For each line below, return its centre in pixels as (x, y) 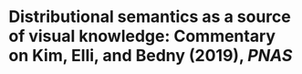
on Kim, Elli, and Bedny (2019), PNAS (151, 56)
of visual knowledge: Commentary (142, 36)
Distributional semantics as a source (150, 17)
